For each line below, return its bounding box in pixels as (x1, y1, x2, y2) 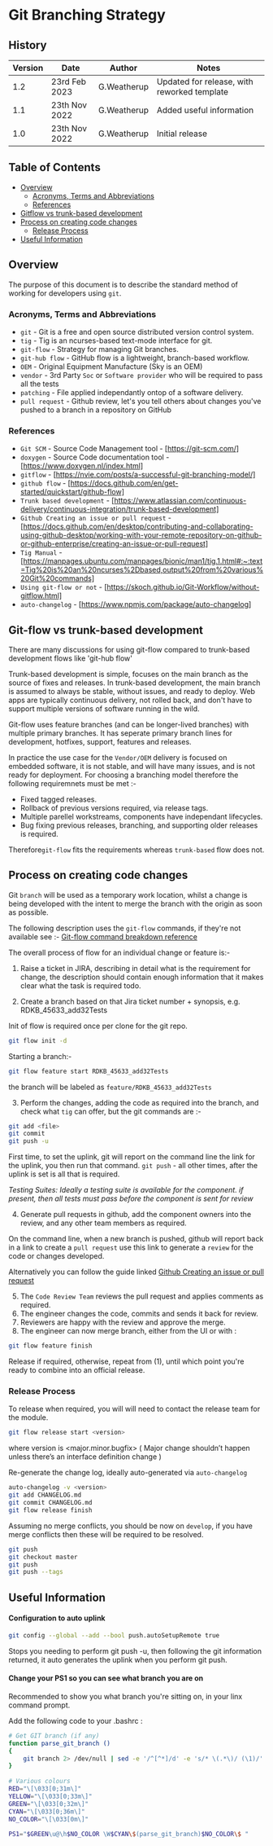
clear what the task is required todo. (19, 980, 141, 991)
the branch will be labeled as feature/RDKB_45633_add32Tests (8, 1082, 213, 1092)
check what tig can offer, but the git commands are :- (19, 1106, 201, 1116)
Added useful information (156, 104, 254, 116)
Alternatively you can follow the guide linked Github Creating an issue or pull (8, 1267, 264, 1277)
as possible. (8, 907, 49, 917)
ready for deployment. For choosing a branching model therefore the (8, 770, 239, 780)
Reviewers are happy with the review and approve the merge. (19, 1317, 226, 1327)
